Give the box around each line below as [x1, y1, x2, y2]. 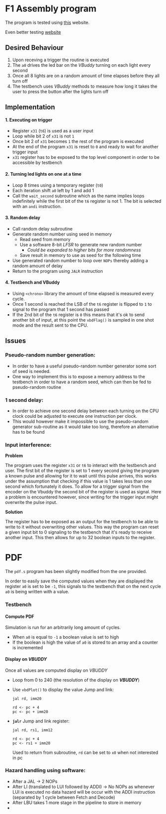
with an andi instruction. [12, 203, 62, 209]
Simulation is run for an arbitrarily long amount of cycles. [5, 624, 121, 630]
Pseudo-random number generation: [5, 351, 96, 358]
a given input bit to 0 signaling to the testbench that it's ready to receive [5, 529, 152, 535]
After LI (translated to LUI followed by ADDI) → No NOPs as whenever [12, 784, 155, 790]
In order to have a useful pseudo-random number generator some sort [12, 363, 157, 369]
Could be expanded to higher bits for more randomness [27, 247, 141, 253]
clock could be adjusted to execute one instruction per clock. [12, 413, 137, 419]
